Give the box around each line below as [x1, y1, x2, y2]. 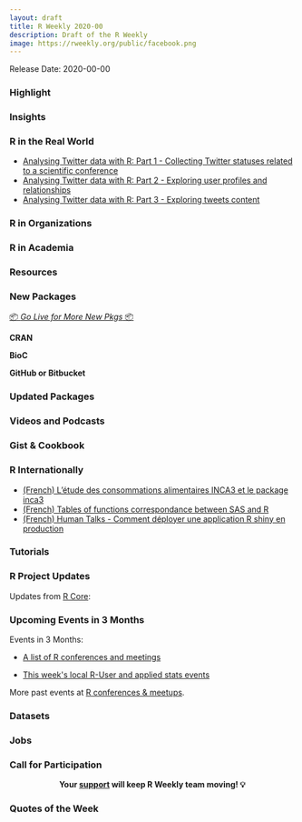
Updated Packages [9, 390, 95, 403]
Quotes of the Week [9, 802, 99, 815]
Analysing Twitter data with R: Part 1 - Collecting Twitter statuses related [22, 155, 293, 166]
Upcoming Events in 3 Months [9, 613, 145, 626]
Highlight [9, 86, 52, 99]
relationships [22, 185, 71, 195]
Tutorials [9, 546, 50, 558]
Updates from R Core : [9, 590, 91, 601]
